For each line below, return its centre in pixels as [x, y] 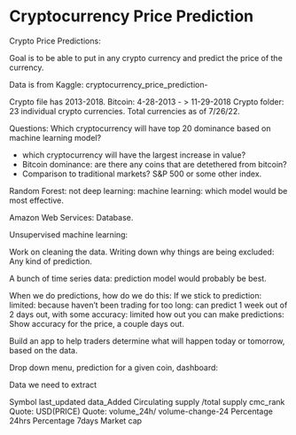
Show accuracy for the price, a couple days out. [97, 323]
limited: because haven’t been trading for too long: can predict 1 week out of [148, 305]
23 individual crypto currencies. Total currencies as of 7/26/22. [125, 111]
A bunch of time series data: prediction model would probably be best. [138, 278]
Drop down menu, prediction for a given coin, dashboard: [114, 367]
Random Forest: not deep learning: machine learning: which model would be [148, 190]
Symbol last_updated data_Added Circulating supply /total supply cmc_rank [147, 401]
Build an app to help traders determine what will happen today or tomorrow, [147, 341]
